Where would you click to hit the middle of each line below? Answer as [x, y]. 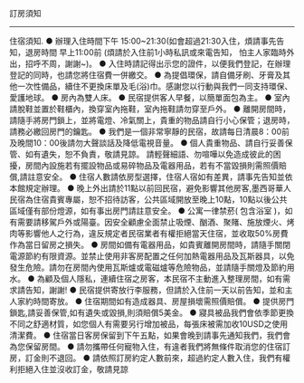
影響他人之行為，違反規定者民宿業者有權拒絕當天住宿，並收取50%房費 [157, 233]
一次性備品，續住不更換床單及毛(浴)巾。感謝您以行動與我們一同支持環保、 [155, 86]
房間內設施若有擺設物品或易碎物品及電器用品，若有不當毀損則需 [144, 165]
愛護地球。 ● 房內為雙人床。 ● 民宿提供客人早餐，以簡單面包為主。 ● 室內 [150, 97]
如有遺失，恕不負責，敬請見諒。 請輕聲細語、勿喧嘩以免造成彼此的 [149, 154]
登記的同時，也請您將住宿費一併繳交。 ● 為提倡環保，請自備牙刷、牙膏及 [146, 75]
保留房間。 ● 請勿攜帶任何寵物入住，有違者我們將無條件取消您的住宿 [154, 346]
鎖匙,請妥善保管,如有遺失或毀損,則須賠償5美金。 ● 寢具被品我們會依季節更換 [152, 312]
